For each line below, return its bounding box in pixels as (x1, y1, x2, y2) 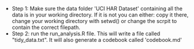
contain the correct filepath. (11, 24, 80, 31)
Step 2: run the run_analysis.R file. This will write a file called (11, 30, 161, 37)
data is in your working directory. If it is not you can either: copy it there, (11, 11, 189, 18)
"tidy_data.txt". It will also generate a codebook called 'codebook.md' (11, 37, 182, 43)
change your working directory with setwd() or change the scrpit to (11, 18, 177, 24)
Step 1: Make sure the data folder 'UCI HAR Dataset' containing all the (11, 5, 183, 12)
